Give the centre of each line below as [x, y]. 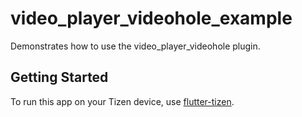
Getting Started [59, 77]
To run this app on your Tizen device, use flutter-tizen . [122, 101]
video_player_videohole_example [151, 18]
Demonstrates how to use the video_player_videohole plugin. [135, 46]
